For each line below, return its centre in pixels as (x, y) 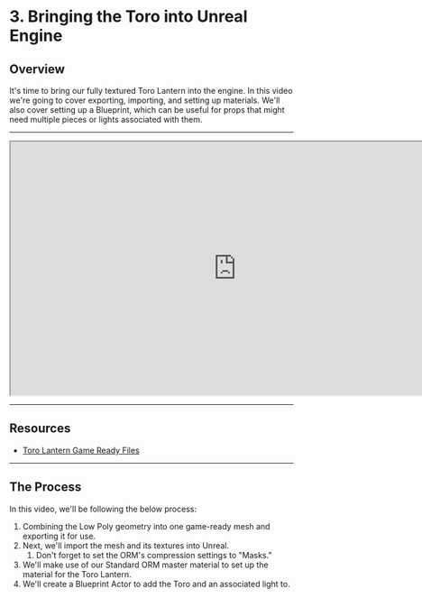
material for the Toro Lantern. (77, 574)
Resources (40, 429)
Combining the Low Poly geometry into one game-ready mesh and (146, 526)
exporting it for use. (59, 536)
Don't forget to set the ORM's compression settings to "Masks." (154, 555)
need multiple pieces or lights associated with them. (106, 120)
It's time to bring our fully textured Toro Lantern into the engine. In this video (151, 91)
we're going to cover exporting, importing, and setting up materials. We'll (145, 100)
